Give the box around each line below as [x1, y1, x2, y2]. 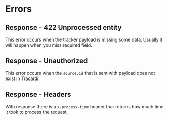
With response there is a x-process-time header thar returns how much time [5, 103, 164, 109]
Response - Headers [5, 90, 71, 99]
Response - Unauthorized [5, 57, 88, 65]
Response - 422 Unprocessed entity [5, 23, 122, 32]
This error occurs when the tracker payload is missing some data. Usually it [5, 36, 163, 43]
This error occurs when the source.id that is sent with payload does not [5, 70, 155, 76]
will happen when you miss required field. [5, 42, 92, 48]
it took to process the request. [5, 109, 68, 115]
